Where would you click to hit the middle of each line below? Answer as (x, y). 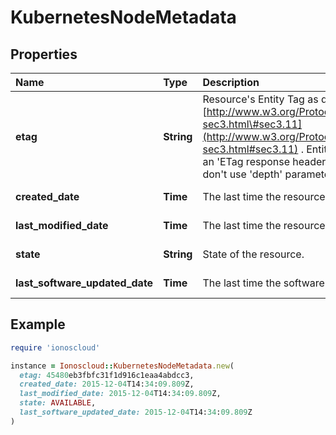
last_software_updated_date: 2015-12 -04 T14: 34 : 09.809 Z (136, 412)
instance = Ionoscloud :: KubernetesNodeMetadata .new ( (122, 366)
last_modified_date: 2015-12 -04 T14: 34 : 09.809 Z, (120, 394)
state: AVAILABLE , (58, 403)
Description (231, 82)
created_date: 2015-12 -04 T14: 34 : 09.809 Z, (107, 384)
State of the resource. (253, 254)
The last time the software (263, 283)
